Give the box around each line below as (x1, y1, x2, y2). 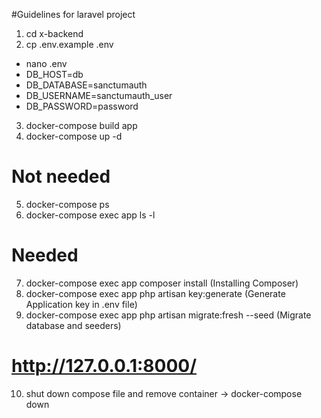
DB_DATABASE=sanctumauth (25, 79, 148, 91)
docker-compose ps (25, 198, 110, 210)
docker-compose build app (25, 120, 138, 131)
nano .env (25, 58, 68, 69)
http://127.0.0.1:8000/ (11, 355, 198, 378)
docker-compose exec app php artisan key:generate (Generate (25, 287, 286, 299)
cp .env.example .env (25, 39, 114, 50)
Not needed (11, 165, 111, 188)
